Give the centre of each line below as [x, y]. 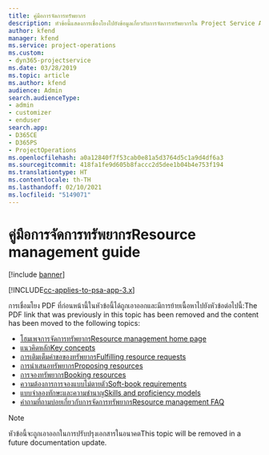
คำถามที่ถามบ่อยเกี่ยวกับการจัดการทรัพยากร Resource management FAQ [122, 401]
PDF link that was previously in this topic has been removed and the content [133, 315]
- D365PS [23, 142]
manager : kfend [34, 38]
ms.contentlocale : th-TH [50, 180]
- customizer [30, 113]
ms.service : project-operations [62, 46]
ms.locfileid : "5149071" [50, 195]
